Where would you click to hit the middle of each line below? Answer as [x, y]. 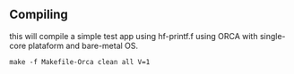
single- [272, 36]
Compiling [39, 15]
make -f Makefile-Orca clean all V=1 [80, 62]
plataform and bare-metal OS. [83, 45]
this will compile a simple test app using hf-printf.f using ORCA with [134, 36]
